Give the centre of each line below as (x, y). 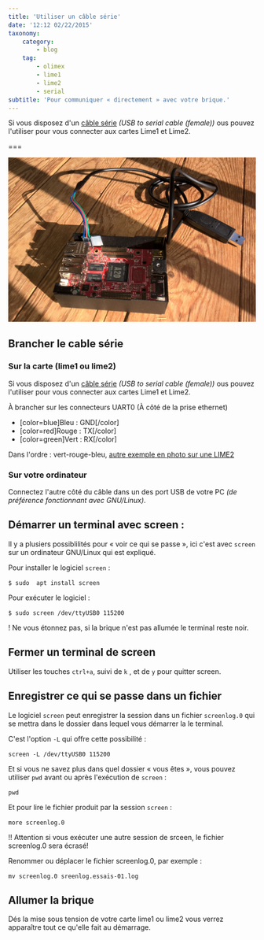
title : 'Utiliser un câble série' (65, 17)
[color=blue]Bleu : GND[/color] (69, 422)
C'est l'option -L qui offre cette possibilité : (77, 738)
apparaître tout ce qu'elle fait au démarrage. (79, 927)
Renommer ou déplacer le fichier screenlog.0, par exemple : (105, 860)
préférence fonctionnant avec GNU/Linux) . (77, 501)
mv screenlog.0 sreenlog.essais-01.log (73, 876)
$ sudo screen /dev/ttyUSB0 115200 (66, 613)
